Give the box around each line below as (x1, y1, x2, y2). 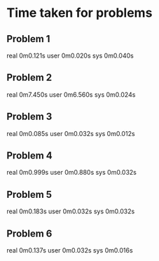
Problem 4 (6, 149, 53, 162)
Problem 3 (6, 111, 53, 123)
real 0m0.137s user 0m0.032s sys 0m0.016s (6, 246, 134, 255)
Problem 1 (6, 33, 50, 45)
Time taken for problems (6, 5, 153, 21)
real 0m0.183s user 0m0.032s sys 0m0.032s (6, 207, 135, 215)
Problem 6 (6, 227, 53, 239)
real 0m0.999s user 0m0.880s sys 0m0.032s (6, 168, 137, 177)
